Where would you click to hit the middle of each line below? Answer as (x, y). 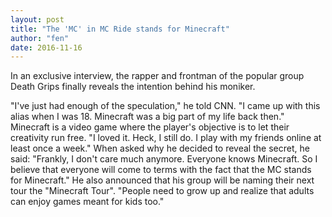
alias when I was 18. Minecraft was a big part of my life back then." (147, 117)
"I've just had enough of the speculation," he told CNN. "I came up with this (165, 106)
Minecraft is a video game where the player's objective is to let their (150, 127)
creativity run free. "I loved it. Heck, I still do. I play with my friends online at (166, 138)
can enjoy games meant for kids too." (87, 202)
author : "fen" (40, 38)
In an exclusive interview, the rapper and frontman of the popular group (157, 76)
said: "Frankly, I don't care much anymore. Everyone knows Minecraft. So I (164, 159)
